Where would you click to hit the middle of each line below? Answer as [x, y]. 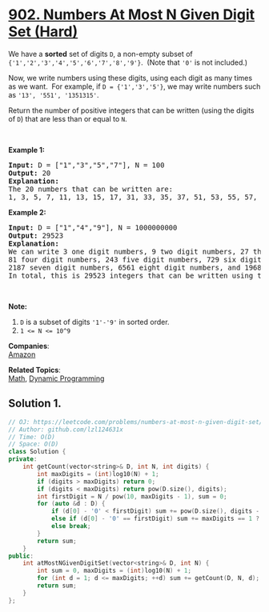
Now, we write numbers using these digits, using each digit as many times [130, 78]
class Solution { [37, 452]
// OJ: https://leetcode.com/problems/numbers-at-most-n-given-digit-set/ [136, 422]
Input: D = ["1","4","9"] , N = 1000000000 [93, 227]
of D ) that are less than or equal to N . [68, 118]
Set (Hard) [43, 32]
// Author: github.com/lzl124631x [66, 430]
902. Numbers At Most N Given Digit [131, 15]
